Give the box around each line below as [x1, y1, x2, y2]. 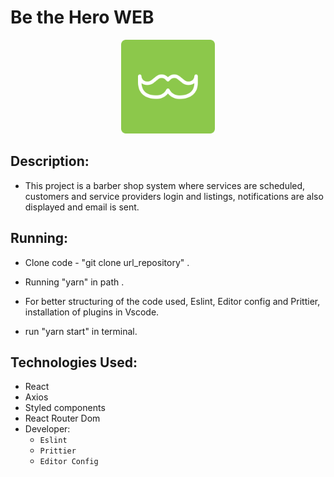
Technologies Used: [10, 354, 138, 371]
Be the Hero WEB [10, 6, 155, 29]
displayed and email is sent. [24, 201, 140, 213]
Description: [10, 153, 90, 170]
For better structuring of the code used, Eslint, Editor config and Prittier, [24, 295, 321, 307]
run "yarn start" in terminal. [24, 325, 138, 337]
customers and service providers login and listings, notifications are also [24, 190, 324, 202]
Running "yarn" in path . [24, 276, 125, 288]
